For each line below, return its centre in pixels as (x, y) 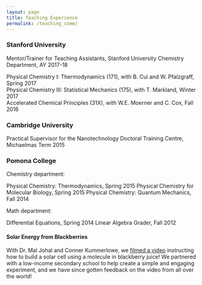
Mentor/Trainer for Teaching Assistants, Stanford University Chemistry (95, 58)
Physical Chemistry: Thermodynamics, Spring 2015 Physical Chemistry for (100, 186)
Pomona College (31, 161)
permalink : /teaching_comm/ (42, 23)
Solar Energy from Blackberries (47, 237)
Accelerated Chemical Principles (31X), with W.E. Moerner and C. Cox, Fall (100, 102)
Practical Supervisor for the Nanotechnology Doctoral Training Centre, (95, 138)
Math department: (29, 211)
